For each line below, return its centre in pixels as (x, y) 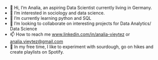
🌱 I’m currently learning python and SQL (50, 18)
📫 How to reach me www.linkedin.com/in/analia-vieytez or (70, 34)
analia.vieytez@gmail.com (36, 41)
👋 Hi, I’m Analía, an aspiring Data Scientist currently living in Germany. (81, 8)
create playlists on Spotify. (37, 52)
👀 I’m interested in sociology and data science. (57, 13)
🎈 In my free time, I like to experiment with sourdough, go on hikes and (82, 47)
